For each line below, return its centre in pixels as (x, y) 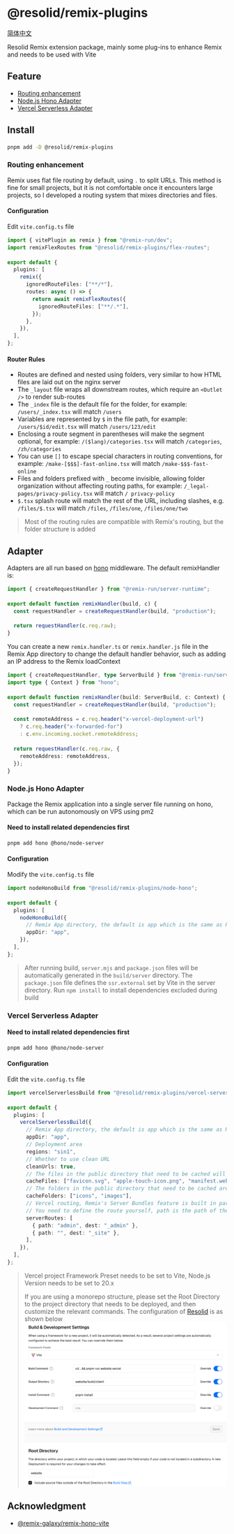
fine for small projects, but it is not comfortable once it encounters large (110, 187)
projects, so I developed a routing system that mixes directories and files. (112, 195)
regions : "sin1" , (51, 1152)
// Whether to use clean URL (68, 1159)
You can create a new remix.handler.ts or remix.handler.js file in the (108, 647)
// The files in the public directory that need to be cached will (126, 1174)
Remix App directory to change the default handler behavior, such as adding (117, 654)
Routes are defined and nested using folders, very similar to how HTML (119, 374)
